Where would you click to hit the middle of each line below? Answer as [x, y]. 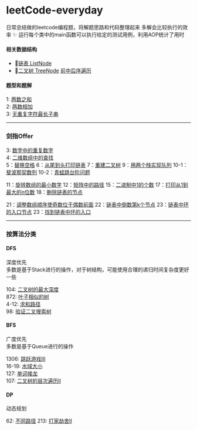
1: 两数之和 [19, 99]
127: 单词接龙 [22, 373]
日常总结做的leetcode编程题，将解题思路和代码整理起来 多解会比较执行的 [94, 27]
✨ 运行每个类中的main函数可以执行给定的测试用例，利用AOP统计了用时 [98, 34]
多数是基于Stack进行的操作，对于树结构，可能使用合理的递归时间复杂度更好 [98, 269]
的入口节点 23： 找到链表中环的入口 [49, 211]
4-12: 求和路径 [23, 304]
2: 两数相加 [20, 107]
